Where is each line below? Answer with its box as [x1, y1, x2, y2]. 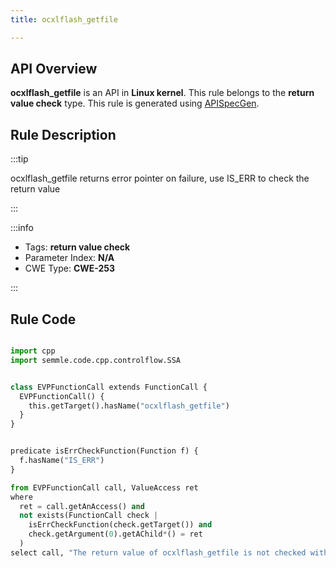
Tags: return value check [24, 241, 131, 253]
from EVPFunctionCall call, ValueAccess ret [10, 482, 199, 493]
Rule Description [10, 126, 117, 143]
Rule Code [10, 311, 77, 328]
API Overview [10, 61, 98, 78]
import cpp [10, 346, 56, 356]
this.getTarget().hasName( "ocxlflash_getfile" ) [28, 401, 230, 411]
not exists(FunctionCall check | [19, 511, 159, 521]
